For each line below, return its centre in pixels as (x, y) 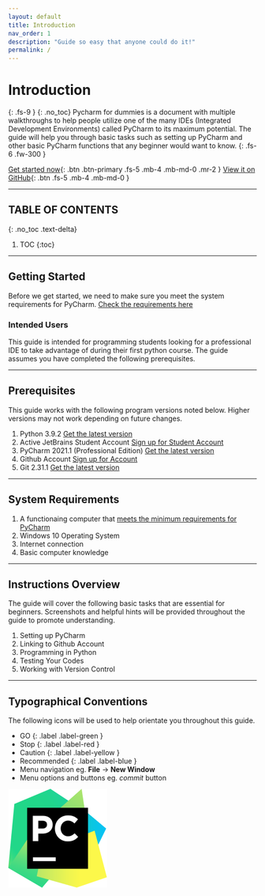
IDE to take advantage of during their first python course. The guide (118, 350)
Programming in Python (58, 652)
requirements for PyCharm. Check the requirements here (101, 304)
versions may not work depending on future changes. (95, 418)
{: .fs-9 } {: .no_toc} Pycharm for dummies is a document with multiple (122, 112)
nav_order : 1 (30, 33)
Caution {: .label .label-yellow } (69, 753)
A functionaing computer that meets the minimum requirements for (128, 519)
